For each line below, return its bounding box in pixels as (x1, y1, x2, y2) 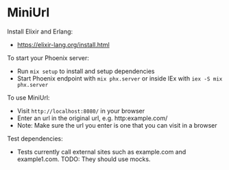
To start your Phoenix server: (7, 53, 89, 62)
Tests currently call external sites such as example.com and (16, 147, 186, 156)
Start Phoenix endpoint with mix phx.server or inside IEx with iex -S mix (16, 74, 223, 83)
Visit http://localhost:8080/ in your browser (16, 107, 145, 115)
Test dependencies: (7, 134, 63, 143)
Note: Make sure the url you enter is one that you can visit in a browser (16, 121, 217, 129)
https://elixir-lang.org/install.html (16, 40, 110, 48)
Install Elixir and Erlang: (7, 27, 73, 36)
